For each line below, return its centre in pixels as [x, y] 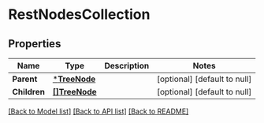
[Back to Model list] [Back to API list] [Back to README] [99, 111]
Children [29, 92]
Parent [25, 79]
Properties [35, 44]
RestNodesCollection [79, 15]
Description [127, 66]
